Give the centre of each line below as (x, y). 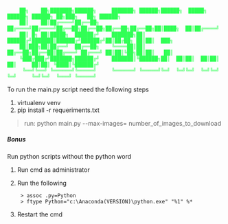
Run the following (42, 183)
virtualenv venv (39, 103)
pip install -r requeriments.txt (58, 110)
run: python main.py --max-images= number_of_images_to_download (123, 123)
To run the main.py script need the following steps (78, 89)
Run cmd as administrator (54, 170)
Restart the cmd (40, 214)
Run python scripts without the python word (69, 156)
